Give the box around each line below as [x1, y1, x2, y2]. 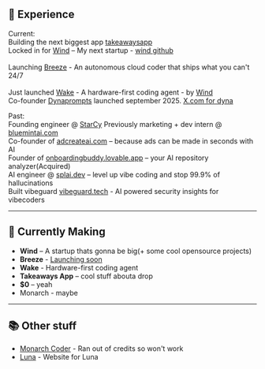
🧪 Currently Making [8, 225, 106, 239]
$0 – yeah [19, 279, 53, 289]
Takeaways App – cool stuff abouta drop [19, 271, 154, 281]
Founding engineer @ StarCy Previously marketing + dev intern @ [8, 119, 222, 129]
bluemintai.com [8, 128, 58, 137]
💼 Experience [8, 8, 75, 21]
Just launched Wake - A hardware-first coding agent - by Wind [8, 88, 213, 97]
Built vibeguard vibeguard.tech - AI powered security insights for [8, 186, 219, 196]
